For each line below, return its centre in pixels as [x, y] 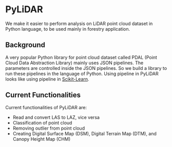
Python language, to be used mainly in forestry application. [68, 29]
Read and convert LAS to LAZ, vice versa [56, 117]
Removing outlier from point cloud [49, 128]
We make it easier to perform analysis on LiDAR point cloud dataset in [79, 23]
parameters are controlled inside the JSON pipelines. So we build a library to [86, 68]
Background [25, 45]
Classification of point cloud [42, 122]
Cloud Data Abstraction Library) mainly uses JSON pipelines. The [74, 63]
